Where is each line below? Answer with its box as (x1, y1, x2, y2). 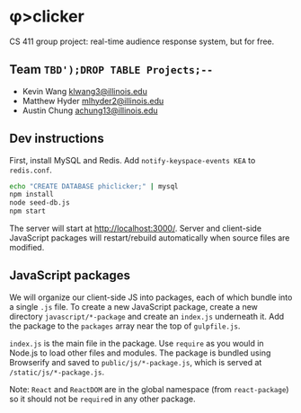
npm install (9, 190, 54, 199)
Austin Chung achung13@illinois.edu (22, 105, 159, 116)
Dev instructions (9, 131, 105, 146)
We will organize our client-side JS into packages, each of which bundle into (9, 292, 293, 303)
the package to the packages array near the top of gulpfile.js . (9, 321, 241, 331)
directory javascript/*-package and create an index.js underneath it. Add (9, 311, 285, 321)
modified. (9, 242, 45, 253)
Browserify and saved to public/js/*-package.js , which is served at (9, 356, 262, 367)
